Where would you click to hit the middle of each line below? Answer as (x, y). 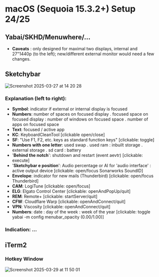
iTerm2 (16, 245)
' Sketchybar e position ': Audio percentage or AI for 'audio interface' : (81, 166)
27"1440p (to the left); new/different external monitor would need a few (83, 54)
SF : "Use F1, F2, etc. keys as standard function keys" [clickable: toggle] (83, 140)
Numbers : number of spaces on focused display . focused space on (80, 114)
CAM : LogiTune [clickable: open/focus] (51, 186)
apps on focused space (36, 124)
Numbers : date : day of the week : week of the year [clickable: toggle (81, 212)
